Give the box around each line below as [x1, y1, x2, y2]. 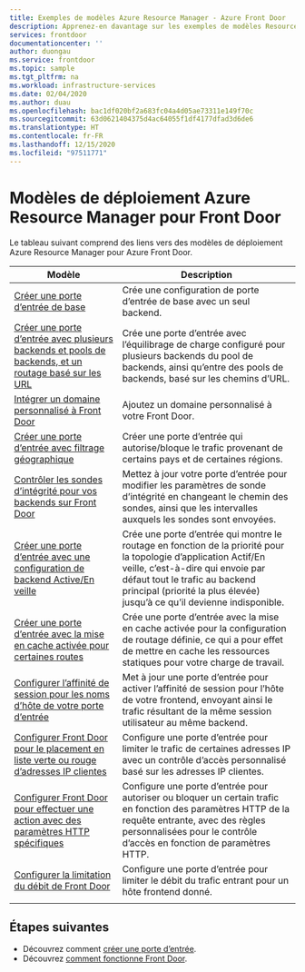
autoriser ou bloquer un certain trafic [122, 791, 280, 804]
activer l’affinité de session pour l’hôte [122, 682, 284, 695]
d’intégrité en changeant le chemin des [122, 490, 289, 502]
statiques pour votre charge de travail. [122, 656, 285, 669]
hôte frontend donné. [122, 885, 213, 898]
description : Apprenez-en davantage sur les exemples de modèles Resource [9, 22, 299, 31]
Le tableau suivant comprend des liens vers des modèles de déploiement [9, 237, 283, 248]
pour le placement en [14, 742, 104, 755]
